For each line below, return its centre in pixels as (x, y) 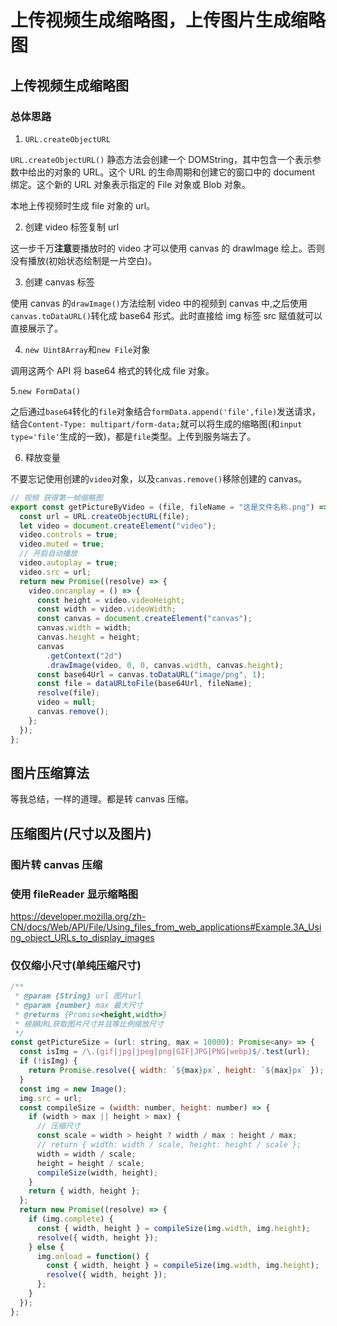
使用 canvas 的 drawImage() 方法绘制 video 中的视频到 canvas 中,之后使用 (159, 303)
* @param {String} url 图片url (78, 996)
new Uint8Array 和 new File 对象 (87, 349)
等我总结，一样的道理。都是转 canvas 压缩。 (102, 799)
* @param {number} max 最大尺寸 (79, 1005)
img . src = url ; (51, 1098)
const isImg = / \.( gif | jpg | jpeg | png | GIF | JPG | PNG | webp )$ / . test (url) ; (165, 1052)
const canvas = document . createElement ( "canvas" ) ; (144, 619)
